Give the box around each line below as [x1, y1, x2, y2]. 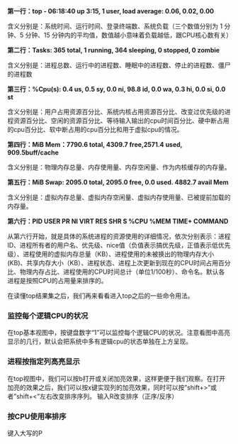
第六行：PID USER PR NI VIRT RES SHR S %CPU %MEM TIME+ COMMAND [7, 217, 229, 226]
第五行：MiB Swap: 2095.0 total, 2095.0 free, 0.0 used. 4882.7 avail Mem [7, 178, 229, 187]
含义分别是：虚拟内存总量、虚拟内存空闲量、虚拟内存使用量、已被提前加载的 [7, 193, 231, 201]
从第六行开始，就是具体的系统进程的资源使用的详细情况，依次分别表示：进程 [7, 232, 231, 240]
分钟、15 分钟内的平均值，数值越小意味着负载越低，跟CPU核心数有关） [25, 31, 232, 39]
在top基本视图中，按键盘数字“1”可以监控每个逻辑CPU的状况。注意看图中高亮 [7, 328, 231, 337]
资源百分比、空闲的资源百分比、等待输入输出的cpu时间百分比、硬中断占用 [13, 116, 229, 125]
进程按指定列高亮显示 [7, 357, 80, 367]
